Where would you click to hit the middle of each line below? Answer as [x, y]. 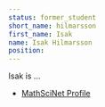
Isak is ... [24, 76]
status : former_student [52, 17]
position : [27, 51]
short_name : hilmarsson [52, 26]
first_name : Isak [40, 34]
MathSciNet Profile [56, 94]
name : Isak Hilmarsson [50, 42]
